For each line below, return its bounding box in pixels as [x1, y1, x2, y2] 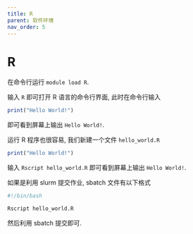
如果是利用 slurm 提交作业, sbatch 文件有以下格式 [7, 178, 151, 187]
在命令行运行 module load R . [7, 78, 89, 87]
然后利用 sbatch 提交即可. [7, 218, 82, 227]
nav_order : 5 [7, 23, 46, 30]
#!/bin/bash [7, 192, 42, 199]
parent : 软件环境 [7, 17, 54, 24]
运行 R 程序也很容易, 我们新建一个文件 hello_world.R [7, 135, 160, 144]
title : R [7, 10, 33, 18]
